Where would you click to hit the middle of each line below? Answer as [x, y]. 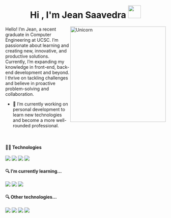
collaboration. [20, 94]
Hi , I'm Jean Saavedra [78, 15]
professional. [46, 125]
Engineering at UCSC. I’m [32, 40]
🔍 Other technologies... [31, 197]
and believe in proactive [31, 83]
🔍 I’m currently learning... [34, 171]
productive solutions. [27, 56]
